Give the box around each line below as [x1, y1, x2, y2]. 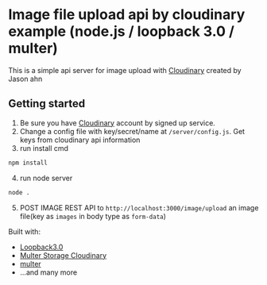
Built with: [8, 226, 41, 236]
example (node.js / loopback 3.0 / [8, 22, 234, 40]
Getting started [8, 97, 86, 110]
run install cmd [19, 143, 69, 152]
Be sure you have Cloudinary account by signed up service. [19, 117, 216, 128]
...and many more [19, 268, 78, 277]
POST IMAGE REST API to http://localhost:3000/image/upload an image [19, 202, 259, 212]
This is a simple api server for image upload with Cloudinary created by [8, 65, 242, 75]
